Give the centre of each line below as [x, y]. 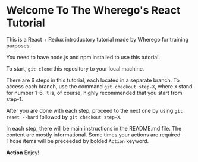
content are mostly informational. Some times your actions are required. [94, 135]
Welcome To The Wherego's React [93, 10]
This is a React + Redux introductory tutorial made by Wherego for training [98, 39]
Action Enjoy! [23, 153]
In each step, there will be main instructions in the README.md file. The [94, 128]
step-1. [15, 99]
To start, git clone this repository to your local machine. [75, 68]
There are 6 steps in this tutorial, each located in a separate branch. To [93, 80]
